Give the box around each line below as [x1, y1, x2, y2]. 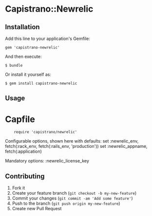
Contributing [5, 172, 45, 180]
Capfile [5, 113, 35, 125]
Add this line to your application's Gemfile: [5, 36, 90, 41]
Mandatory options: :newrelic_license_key [5, 158, 89, 164]
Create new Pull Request [12, 206, 62, 212]
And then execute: [5, 54, 42, 59]
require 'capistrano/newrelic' [14, 130, 77, 135]
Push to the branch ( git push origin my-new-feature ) [12, 200, 120, 206]
